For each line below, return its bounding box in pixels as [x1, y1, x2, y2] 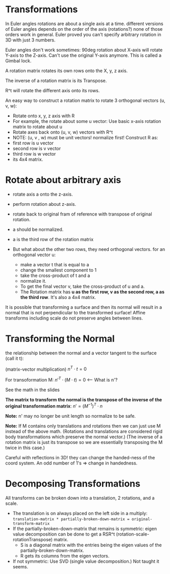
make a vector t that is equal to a [20, 261, 89, 267]
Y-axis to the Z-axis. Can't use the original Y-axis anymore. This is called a [5, 52, 162, 58]
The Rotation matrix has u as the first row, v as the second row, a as [20, 288, 165, 295]
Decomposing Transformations [5, 478, 140, 490]
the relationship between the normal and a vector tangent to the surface [5, 350, 157, 356]
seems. [12, 563, 29, 569]
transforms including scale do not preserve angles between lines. [5, 315, 143, 321]
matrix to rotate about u [12, 123, 63, 130]
